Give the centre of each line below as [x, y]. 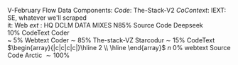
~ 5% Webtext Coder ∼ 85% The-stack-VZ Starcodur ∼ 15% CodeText [111, 40]
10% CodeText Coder [38, 32]
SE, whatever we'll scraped [47, 18]
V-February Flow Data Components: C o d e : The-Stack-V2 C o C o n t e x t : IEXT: [117, 10]
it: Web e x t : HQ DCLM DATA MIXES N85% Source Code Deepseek [106, 25]
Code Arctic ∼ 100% [39, 55]
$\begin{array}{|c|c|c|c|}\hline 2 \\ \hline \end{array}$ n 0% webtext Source [119, 48]
